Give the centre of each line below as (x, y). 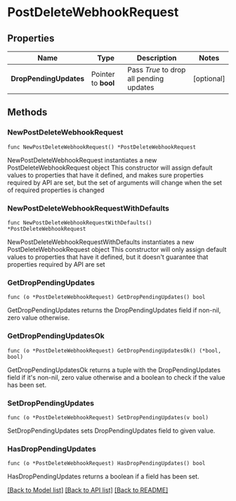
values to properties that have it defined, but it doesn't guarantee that (108, 257)
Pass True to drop (157, 70)
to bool (103, 83)
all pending (145, 78)
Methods (27, 112)
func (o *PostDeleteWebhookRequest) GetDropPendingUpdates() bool (106, 297)
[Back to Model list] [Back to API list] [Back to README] (88, 490)
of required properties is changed (56, 190)
